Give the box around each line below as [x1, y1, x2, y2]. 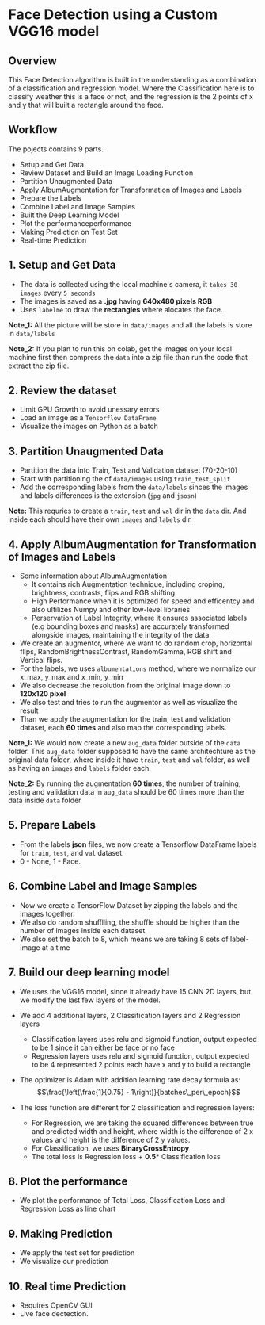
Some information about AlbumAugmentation [19, 571, 168, 580]
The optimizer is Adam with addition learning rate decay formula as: [19, 1074, 241, 1084]
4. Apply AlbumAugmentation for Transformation [8, 538, 257, 551]
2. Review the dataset [8, 384, 117, 397]
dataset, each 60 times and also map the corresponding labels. [19, 723, 227, 733]
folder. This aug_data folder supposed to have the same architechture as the [8, 747, 256, 756]
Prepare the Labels [19, 193, 81, 203]
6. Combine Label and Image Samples [8, 879, 198, 893]
